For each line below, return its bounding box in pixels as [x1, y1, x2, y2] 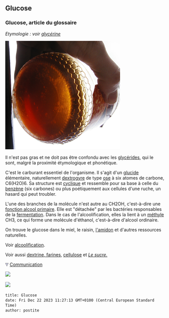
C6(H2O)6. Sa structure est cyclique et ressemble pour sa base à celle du [5, 180, 158, 186]
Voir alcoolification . [5, 242, 45, 248]
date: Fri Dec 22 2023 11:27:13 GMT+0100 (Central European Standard [5, 298, 155, 303]
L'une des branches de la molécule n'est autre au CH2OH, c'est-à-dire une [5, 201, 160, 207]
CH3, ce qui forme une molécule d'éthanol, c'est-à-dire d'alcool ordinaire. [5, 217, 159, 223]
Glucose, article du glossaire [5, 19, 77, 26]
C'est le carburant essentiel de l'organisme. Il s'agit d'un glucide [5, 169, 139, 175]
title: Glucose [5, 293, 37, 298]
